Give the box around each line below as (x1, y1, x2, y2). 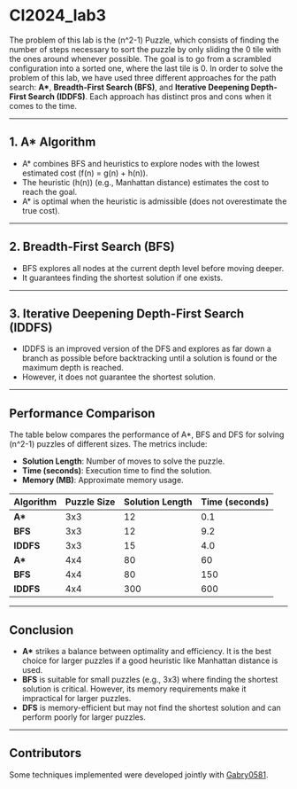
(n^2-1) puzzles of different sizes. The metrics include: (9, 439, 208, 449)
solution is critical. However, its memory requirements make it (21, 684, 247, 694)
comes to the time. (9, 100, 78, 111)
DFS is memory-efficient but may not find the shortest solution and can (21, 702, 281, 713)
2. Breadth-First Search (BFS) (9, 239, 175, 254)
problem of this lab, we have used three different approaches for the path (9, 72, 277, 82)
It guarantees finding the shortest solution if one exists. (21, 272, 224, 283)
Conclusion (9, 622, 74, 637)
